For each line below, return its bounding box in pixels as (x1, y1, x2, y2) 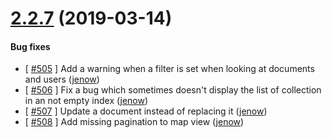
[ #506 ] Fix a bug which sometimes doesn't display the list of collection (24, 84, 322, 96)
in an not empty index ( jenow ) (24, 95, 149, 107)
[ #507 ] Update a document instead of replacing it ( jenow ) (24, 105, 268, 117)
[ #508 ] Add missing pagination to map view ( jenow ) (24, 116, 245, 128)
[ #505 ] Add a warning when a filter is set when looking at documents (24, 63, 315, 75)
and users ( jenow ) (24, 73, 100, 86)
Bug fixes (10, 40, 51, 52)
